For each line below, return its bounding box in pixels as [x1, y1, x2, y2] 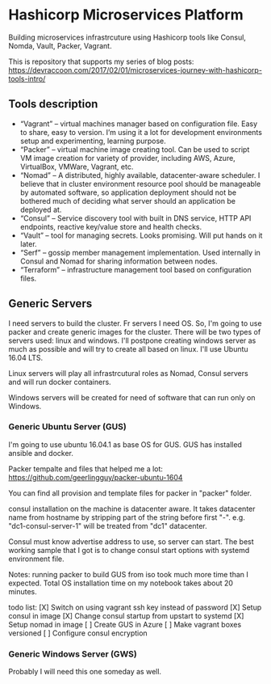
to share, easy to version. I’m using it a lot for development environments [19, 127, 262, 137]
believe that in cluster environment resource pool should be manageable [19, 179, 261, 188]
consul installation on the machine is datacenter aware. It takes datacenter [8, 504, 256, 513]
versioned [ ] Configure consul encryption [8, 628, 148, 638]
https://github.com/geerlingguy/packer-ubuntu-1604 [8, 472, 183, 482]
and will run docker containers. [8, 377, 111, 386]
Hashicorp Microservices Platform [8, 6, 244, 24]
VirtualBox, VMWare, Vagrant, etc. [19, 162, 134, 171]
